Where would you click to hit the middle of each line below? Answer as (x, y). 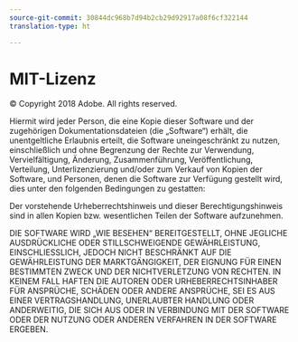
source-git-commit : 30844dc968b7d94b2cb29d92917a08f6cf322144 (129, 18)
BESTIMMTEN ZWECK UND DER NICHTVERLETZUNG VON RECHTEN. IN (145, 271)
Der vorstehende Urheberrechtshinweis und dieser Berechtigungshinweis (146, 206)
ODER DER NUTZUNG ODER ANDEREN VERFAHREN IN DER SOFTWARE (143, 320)
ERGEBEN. (29, 329)
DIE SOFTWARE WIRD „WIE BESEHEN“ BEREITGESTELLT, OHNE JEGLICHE (149, 233)
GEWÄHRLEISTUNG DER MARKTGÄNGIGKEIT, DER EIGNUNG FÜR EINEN (145, 262)
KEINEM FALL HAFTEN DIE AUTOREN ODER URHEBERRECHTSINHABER (144, 281)
